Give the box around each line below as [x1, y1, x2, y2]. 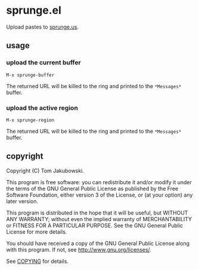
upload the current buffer [6, 58, 82, 67]
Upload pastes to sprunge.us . [6, 23, 79, 30]
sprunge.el [6, 4, 61, 17]
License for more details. [6, 228, 67, 235]
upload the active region [6, 104, 79, 112]
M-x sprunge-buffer [6, 72, 55, 78]
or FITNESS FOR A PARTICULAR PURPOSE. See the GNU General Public [6, 222, 184, 229]
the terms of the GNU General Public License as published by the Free [6, 185, 179, 192]
